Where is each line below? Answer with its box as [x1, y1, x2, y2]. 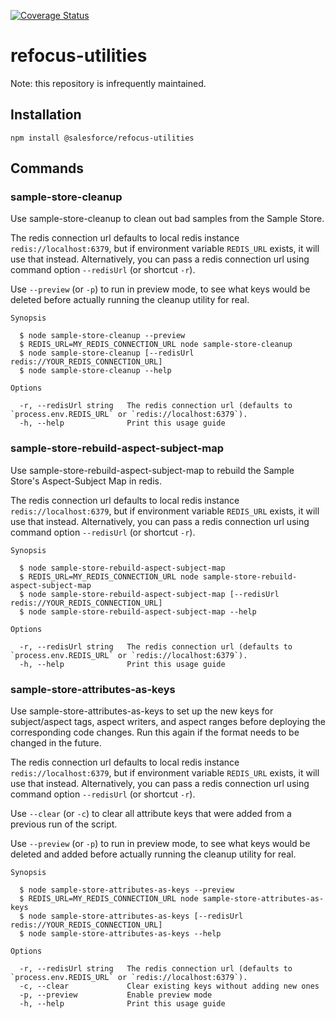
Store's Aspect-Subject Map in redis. [10, 475, 162, 487]
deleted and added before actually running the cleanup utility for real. [10, 848, 297, 860]
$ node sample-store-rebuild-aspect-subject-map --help [19, 606, 257, 617]
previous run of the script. [10, 818, 118, 830]
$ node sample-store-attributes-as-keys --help [19, 929, 222, 939]
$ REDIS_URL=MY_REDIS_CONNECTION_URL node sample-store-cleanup [19, 340, 293, 350]
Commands [10, 160, 85, 177]
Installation [10, 106, 82, 124]
